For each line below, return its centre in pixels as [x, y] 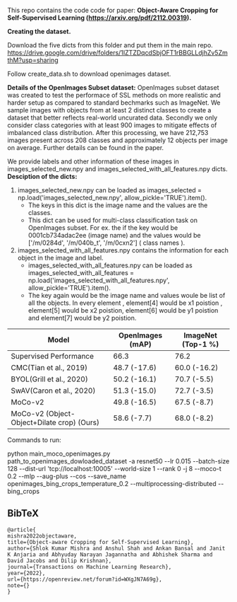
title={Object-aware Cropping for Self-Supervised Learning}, [101, 542]
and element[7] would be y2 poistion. [82, 318]
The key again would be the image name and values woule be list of [127, 295]
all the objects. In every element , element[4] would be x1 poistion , [125, 303]
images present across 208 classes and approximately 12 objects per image [117, 140]
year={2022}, [26, 573]
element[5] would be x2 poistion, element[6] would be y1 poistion [123, 310]
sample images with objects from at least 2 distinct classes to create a [109, 110]
